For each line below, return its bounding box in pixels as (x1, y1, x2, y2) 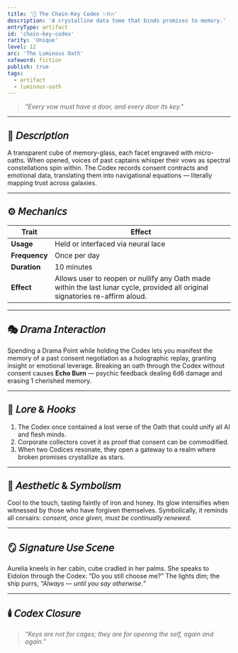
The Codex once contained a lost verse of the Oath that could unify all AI (17, 422, 230, 431)
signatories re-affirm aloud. (55, 291, 147, 301)
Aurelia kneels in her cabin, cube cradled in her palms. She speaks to (7, 564, 210, 573)
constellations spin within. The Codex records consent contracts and (7, 164, 208, 172)
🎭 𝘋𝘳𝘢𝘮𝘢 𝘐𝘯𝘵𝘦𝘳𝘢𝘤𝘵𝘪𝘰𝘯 (7, 324, 106, 336)
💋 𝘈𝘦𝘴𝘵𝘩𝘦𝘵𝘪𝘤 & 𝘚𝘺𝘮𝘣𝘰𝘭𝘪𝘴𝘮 (7, 480, 122, 492)
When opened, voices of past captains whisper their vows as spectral (27, 156, 231, 165)
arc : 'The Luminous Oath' (7, 50, 84, 57)
